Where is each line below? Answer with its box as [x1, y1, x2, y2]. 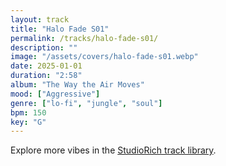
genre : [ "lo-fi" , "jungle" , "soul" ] [10, 98, 163, 108]
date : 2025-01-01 [10, 61, 83, 71]
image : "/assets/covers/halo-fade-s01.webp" [10, 52, 199, 62]
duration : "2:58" [10, 71, 83, 81]
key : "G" [10, 117, 47, 127]
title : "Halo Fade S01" [10, 24, 110, 34]
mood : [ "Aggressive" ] [10, 89, 101, 99]
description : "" [10, 42, 78, 53]
